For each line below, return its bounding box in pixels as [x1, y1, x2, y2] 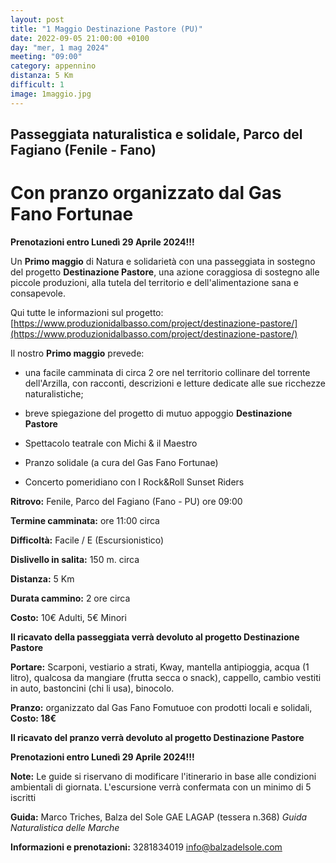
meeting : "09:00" [10, 52, 83, 62]
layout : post [10, 14, 65, 25]
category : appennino [10, 61, 97, 71]
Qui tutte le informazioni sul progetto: [10, 306, 164, 318]
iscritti [10, 791, 37, 803]
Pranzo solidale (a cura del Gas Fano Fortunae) [24, 456, 219, 468]
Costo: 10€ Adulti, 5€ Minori [10, 611, 127, 623]
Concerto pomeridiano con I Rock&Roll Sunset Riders [24, 476, 245, 488]
